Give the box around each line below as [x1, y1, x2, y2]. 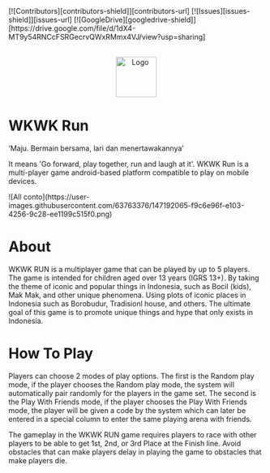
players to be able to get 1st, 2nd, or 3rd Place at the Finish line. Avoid [8, 438, 242, 448]
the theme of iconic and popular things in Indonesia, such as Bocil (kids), [8, 281, 251, 291]
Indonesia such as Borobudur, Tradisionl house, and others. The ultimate [8, 298, 251, 309]
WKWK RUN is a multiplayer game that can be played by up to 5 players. [8, 264, 251, 274]
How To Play [8, 344, 93, 363]
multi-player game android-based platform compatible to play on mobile [8, 168, 250, 177]
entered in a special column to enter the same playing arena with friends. [8, 414, 252, 424]
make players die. [8, 455, 67, 465]
